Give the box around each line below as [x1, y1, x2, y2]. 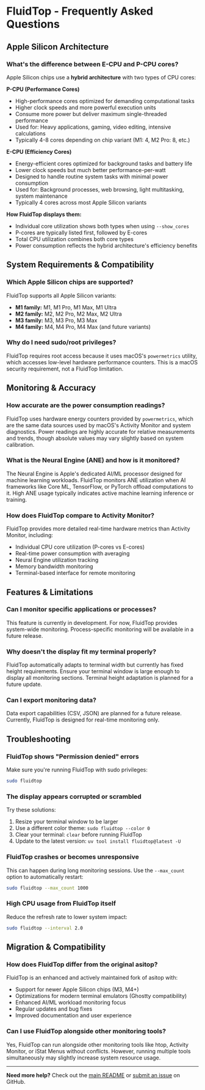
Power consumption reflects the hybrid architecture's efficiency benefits [15, 242, 198, 249]
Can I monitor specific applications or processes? [6, 605, 157, 614]
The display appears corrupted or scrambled [6, 792, 142, 801]
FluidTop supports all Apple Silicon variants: [6, 292, 117, 299]
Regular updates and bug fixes [15, 1005, 93, 1012]
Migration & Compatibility [6, 942, 106, 953]
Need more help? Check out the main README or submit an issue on [6, 1071, 180, 1078]
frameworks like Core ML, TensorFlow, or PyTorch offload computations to [6, 483, 193, 490]
